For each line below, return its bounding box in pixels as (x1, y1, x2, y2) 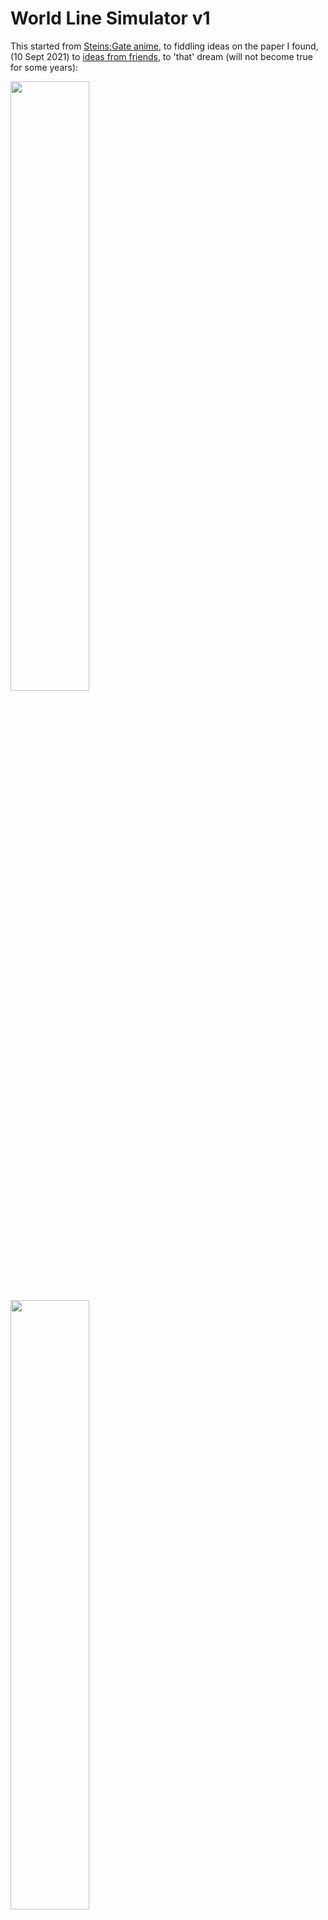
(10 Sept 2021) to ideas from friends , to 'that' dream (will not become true (10, 50, 313, 62)
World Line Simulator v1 (10, 7, 211, 30)
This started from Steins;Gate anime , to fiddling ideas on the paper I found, (10, 40, 319, 52)
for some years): (10, 61, 79, 73)
